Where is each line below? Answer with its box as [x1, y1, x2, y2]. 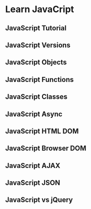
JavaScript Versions [5, 40, 71, 49]
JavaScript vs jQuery [5, 196, 73, 204]
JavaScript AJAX [5, 161, 61, 170]
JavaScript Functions [5, 75, 74, 84]
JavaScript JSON [5, 179, 61, 187]
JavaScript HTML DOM [5, 127, 79, 135]
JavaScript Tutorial [5, 24, 67, 32]
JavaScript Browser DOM [5, 144, 87, 153]
